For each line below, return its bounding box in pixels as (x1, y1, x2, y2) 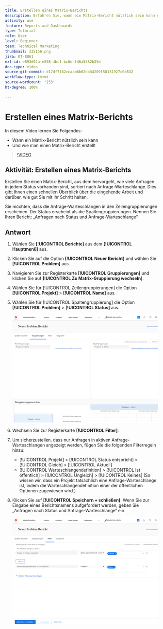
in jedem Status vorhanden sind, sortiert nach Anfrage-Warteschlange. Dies (5, 184, 157, 190)
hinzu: (12, 447, 25, 453)
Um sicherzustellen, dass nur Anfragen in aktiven (12, 437, 111, 443)
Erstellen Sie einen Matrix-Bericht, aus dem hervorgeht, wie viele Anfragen (5, 179, 155, 185)
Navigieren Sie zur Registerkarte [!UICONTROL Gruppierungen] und (12, 270, 149, 276)
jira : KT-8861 (5, 54, 34, 59)
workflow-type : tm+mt (5, 74, 49, 80)
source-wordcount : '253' (5, 80, 55, 85)
